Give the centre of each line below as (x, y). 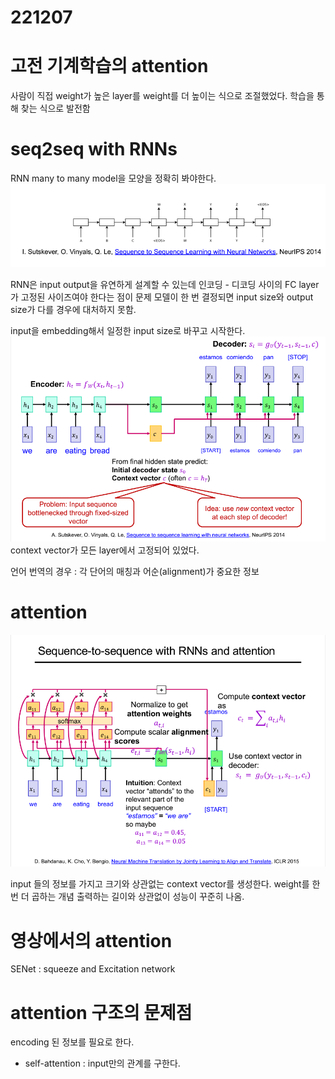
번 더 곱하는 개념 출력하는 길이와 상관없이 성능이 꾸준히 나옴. (127, 897)
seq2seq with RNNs (94, 149)
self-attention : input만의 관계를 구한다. (102, 1063)
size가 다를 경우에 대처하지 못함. (73, 310)
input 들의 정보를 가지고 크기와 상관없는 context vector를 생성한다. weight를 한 (165, 884)
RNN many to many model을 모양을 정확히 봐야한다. (113, 178)
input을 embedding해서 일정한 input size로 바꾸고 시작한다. (128, 331)
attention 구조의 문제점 (101, 1012)
